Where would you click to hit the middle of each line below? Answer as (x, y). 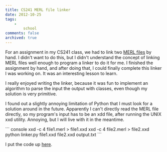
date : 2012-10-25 (23, 15)
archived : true (21, 38)
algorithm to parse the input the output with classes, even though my (76, 88)
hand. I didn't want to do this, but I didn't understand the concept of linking (82, 57)
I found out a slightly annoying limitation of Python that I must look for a (79, 103)
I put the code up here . (29, 144)
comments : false (22, 33)
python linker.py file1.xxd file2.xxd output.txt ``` (53, 134)
